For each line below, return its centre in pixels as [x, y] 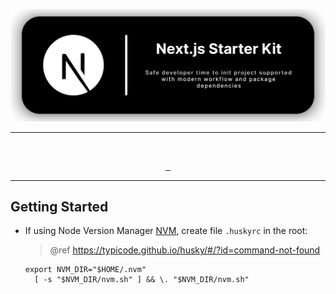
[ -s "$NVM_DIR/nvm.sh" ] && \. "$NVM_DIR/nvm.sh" [142, 280]
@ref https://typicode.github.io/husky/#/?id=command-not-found [185, 250]
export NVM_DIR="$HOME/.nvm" [85, 270]
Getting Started [59, 207]
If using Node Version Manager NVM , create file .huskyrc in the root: [166, 231]
